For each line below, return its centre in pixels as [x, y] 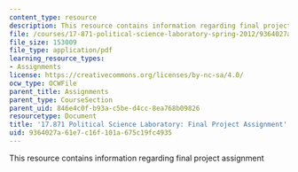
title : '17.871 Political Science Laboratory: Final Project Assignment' [149, 125]
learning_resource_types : [57, 59]
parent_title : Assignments [59, 91]
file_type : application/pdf [61, 51]
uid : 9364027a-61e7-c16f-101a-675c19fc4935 [91, 133]
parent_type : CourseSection [61, 100]
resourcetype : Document [53, 116]
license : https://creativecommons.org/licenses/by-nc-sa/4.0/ [126, 75]
